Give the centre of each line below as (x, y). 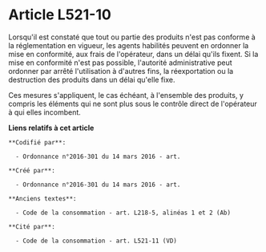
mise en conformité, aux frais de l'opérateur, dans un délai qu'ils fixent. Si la (133, 54)
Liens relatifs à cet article (51, 128)
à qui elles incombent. (45, 112)
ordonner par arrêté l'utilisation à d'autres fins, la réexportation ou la (121, 71)
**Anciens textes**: (43, 198)
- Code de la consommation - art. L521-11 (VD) (97, 241)
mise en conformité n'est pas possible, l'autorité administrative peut (120, 63)
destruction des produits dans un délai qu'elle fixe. (92, 79)
